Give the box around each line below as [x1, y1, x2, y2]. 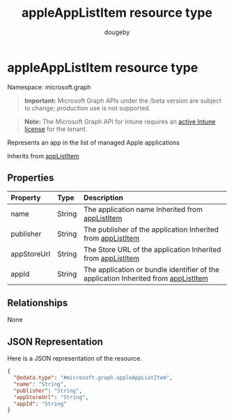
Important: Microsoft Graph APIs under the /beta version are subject [24, 96, 221, 105]
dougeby [104, 28, 130, 36]
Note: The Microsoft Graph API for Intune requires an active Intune [24, 117, 216, 126]
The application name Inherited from [83, 204, 203, 214]
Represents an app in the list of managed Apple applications [7, 138, 180, 147]
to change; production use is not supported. [24, 103, 151, 112]
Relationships [7, 297, 68, 308]
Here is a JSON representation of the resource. [7, 354, 143, 363]
